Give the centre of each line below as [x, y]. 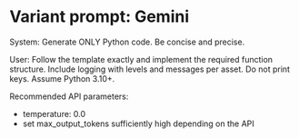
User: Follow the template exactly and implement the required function [141, 59]
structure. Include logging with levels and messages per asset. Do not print [150, 69]
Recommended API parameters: [69, 96]
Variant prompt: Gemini [100, 17]
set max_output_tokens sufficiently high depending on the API [138, 123]
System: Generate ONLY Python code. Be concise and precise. [127, 42]
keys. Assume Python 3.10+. [62, 78]
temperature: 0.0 [54, 113]
